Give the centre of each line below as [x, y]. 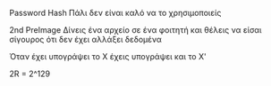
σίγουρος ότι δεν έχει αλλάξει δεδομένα [86, 39]
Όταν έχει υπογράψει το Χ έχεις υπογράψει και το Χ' [108, 56]
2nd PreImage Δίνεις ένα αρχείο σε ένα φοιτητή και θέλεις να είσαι [135, 30]
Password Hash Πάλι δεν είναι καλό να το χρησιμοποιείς [115, 13]
